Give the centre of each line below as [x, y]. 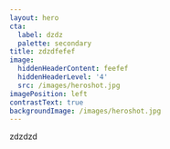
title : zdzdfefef [42, 52]
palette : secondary [55, 43]
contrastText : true [47, 102]
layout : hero [34, 18]
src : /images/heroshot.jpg [69, 85]
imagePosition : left [49, 94]
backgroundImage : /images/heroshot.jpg [85, 111]
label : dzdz [41, 35]
